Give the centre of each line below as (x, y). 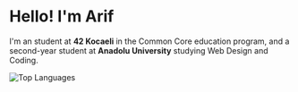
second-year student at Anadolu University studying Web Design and (139, 50)
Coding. (24, 60)
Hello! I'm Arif (62, 17)
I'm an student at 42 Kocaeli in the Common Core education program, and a (149, 41)
